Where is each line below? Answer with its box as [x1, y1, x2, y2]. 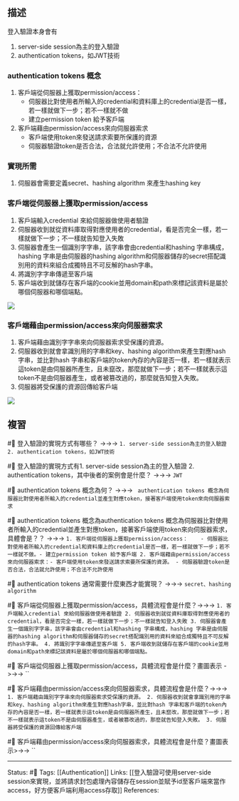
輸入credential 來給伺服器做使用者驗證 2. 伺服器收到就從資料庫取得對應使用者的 [17, 610, 230, 617]
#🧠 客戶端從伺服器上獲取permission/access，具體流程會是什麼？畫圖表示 [7, 661, 223, 670]
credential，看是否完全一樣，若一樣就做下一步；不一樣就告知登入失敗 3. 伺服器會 [7, 618, 222, 625]
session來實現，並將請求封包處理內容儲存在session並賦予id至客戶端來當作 [7, 777, 226, 785]
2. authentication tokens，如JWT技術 [7, 448, 115, 455]
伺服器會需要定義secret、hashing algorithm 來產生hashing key [17, 179, 201, 188]
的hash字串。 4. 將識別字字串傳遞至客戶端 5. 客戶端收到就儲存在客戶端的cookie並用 [7, 641, 229, 648]
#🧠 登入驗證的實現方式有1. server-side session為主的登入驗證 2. [7, 461, 194, 470]
